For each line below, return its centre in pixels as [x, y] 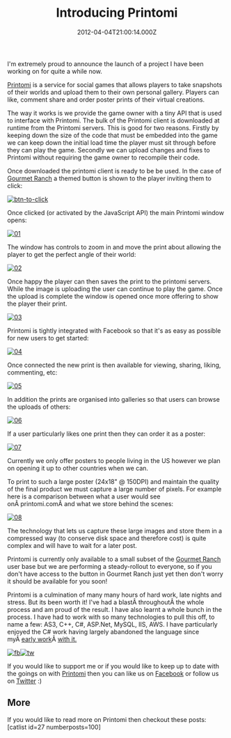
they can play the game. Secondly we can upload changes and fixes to [109, 150]
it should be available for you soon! [57, 581]
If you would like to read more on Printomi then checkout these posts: [107, 719]
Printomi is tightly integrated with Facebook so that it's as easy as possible [114, 330]
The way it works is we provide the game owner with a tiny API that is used [114, 113]
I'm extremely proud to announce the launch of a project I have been [105, 63]
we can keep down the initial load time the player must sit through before [112, 142]
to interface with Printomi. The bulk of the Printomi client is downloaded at [114, 120]
